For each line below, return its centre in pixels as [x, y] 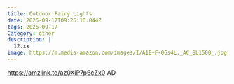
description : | [29, 40]
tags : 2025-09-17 [33, 27]
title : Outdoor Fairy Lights [50, 14]
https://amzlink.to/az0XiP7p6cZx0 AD [62, 72]
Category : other [31, 33]
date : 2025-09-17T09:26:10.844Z [54, 20]
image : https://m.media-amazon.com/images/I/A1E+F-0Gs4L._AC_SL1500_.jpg [117, 53]
